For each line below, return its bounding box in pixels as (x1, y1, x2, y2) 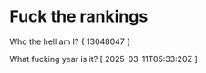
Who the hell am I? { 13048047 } (9, 36, 130, 47)
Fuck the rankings (9, 6, 149, 27)
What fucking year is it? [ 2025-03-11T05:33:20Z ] (9, 53, 198, 64)
